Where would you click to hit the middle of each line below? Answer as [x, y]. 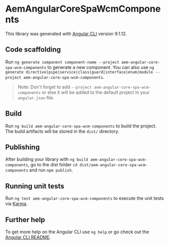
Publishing [23, 147]
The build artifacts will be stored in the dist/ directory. [62, 131]
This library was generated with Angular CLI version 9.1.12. [66, 33]
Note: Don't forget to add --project [55, 87]
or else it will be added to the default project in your [96, 92]
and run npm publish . [51, 170]
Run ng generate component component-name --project [62, 62]
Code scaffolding [33, 49]
